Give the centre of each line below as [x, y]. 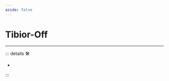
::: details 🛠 [18, 53]
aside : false [19, 10]
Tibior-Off [26, 34]
